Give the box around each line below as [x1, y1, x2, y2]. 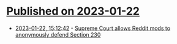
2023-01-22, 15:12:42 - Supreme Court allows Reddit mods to [15, 24, 170, 32]
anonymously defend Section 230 [15, 31, 101, 38]
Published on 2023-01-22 [6, 4, 140, 18]
